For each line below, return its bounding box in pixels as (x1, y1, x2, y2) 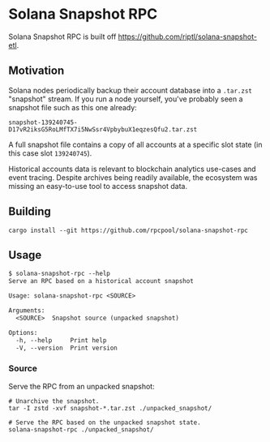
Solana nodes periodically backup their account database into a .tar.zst (8, 85, 253, 95)
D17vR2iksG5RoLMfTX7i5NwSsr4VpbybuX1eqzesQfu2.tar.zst (8, 125, 198, 134)
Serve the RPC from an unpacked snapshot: (8, 381, 156, 391)
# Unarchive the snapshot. (8, 397, 100, 406)
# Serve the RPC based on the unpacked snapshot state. (8, 418, 201, 427)
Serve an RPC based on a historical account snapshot (8, 277, 195, 285)
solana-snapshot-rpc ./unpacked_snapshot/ (8, 425, 154, 434)
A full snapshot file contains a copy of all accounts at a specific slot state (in (8, 139, 263, 149)
